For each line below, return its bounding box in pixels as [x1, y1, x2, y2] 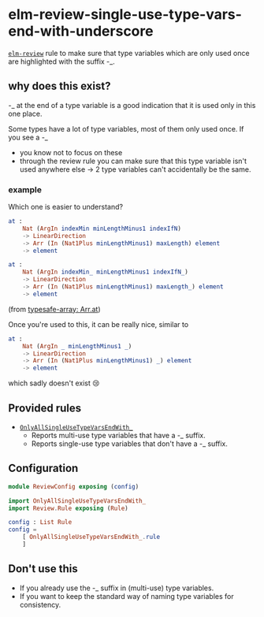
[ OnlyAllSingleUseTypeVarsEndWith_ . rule [22, 533, 160, 541]
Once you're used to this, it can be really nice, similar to [8, 319, 189, 329]
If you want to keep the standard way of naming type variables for [19, 591, 234, 600]
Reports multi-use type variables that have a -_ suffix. [31, 430, 206, 440]
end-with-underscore [8, 22, 154, 40]
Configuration [8, 462, 79, 475]
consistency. [19, 600, 61, 609]
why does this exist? [8, 80, 111, 93]
